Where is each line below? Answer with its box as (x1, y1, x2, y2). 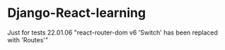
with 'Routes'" (7, 35, 49, 44)
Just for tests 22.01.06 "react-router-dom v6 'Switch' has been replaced (7, 28, 218, 37)
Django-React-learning (7, 5, 146, 21)
